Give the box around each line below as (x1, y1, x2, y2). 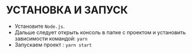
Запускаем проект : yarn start (14, 41, 92, 48)
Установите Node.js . (14, 23, 65, 30)
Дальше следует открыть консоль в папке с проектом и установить (14, 28, 186, 35)
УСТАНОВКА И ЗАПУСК (6, 3, 128, 17)
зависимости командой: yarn (14, 35, 88, 42)
